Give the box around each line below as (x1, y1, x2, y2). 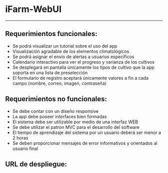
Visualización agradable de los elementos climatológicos (12, 48, 129, 54)
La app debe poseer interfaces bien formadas (12, 113, 107, 119)
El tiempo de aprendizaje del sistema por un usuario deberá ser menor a (12, 129, 161, 135)
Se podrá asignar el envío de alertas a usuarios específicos (12, 54, 134, 60)
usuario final (12, 145, 38, 151)
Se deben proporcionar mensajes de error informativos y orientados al (12, 140, 157, 146)
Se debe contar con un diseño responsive (12, 108, 99, 114)
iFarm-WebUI (5, 4, 61, 15)
